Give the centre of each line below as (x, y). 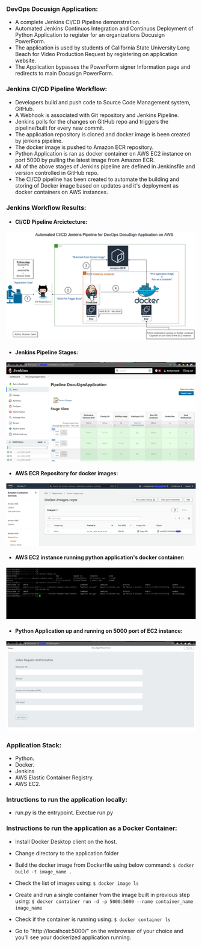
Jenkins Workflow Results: (46, 207)
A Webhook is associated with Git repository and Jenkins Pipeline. (97, 115)
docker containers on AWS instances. (61, 192)
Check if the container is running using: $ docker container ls (93, 919)
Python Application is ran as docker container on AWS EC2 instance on (103, 153)
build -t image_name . (43, 872)
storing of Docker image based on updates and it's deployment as (97, 185)
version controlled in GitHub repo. (57, 173)
